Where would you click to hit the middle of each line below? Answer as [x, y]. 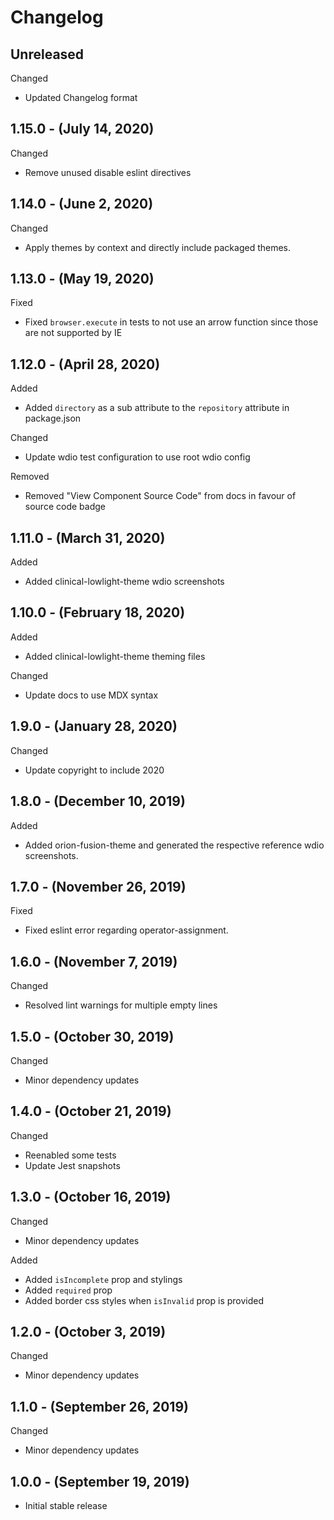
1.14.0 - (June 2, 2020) [82, 204]
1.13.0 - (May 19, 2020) [82, 279]
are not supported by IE [73, 333]
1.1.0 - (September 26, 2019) [99, 1406]
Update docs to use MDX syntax [91, 695]
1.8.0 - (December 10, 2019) [98, 801]
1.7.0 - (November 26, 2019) [98, 886]
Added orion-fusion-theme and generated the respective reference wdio [174, 845]
